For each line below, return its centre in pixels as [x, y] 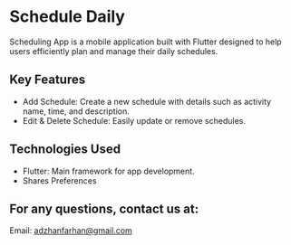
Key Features [48, 80]
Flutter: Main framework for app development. [108, 171]
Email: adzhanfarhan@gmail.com [71, 231]
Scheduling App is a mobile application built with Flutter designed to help [146, 42]
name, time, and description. [76, 111]
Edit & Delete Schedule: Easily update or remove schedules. [134, 120]
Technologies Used [65, 150]
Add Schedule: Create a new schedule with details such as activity [147, 101]
